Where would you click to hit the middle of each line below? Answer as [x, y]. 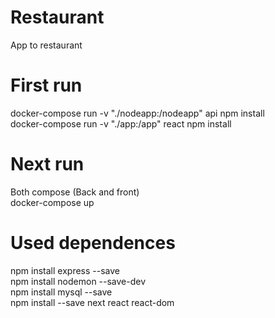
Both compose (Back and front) [75, 192]
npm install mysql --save [61, 292]
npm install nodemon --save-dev [78, 281]
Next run [47, 164]
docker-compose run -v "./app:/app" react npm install [121, 123]
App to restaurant [46, 45]
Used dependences [93, 243]
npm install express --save [65, 270]
